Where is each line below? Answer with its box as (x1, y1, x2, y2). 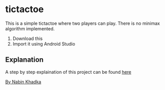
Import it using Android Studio (12, 40, 75, 47)
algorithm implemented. (5, 25, 55, 31)
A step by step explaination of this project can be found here (5, 69, 132, 75)
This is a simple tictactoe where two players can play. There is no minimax (5, 20, 160, 26)
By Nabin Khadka (5, 78, 42, 84)
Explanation (5, 56, 44, 64)
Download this (12, 35, 43, 41)
